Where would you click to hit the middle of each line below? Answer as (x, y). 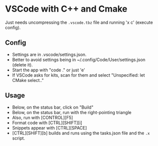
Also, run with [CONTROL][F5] (43, 117)
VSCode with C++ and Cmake (66, 9)
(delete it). (22, 65)
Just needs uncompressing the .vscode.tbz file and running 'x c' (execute (79, 22)
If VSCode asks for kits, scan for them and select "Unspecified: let (78, 75)
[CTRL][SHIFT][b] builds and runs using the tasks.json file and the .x (81, 133)
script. (18, 138)
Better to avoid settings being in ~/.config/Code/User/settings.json (79, 60)
